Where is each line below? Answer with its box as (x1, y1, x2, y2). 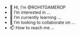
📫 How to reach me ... (9, 25, 55, 30)
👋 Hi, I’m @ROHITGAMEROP (9, 5, 66, 10)
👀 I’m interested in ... (9, 9, 51, 15)
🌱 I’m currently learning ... (9, 15, 62, 20)
